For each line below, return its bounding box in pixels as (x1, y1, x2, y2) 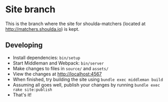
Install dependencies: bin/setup (12, 54, 81, 60)
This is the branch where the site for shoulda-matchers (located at (5, 21, 146, 27)
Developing (5, 41, 43, 50)
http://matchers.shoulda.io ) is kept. (5, 26, 80, 32)
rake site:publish (12, 87, 52, 92)
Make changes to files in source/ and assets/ (12, 65, 109, 71)
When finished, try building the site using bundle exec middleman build (12, 76, 163, 83)
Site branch (5, 4, 55, 15)
